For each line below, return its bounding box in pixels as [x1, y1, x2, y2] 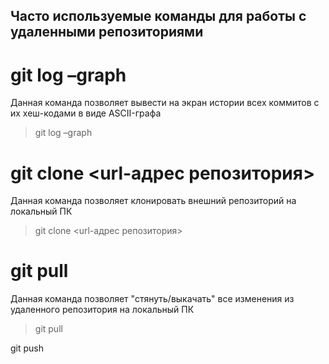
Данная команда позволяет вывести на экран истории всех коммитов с [10, 97, 320, 109]
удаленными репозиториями [10, 24, 204, 41]
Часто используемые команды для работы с [10, 8, 307, 25]
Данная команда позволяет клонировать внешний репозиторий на [10, 195, 297, 207]
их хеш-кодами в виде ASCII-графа [10, 107, 162, 119]
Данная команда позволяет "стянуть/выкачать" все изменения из [10, 293, 295, 305]
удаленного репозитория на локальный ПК [10, 304, 195, 316]
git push [10, 342, 45, 354]
